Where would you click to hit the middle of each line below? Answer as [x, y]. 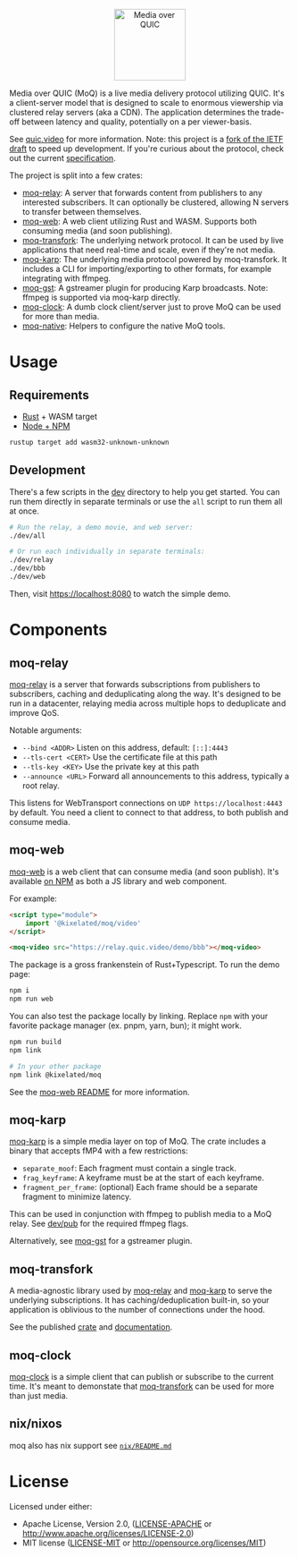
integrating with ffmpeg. [66, 278]
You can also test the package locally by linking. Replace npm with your [139, 1016]
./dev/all [28, 536]
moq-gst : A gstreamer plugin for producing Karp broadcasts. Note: [145, 288]
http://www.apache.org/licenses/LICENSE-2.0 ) [108, 1533]
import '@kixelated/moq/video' [83, 923]
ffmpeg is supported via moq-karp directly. [101, 297]
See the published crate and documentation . [91, 1327]
